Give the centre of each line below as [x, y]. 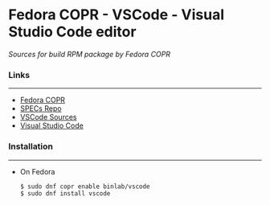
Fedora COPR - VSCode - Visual [117, 15]
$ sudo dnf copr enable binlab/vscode [85, 187]
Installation [31, 146]
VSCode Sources [48, 117]
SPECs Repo [41, 109]
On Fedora [37, 171]
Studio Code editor [72, 32]
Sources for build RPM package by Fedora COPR [90, 54]
